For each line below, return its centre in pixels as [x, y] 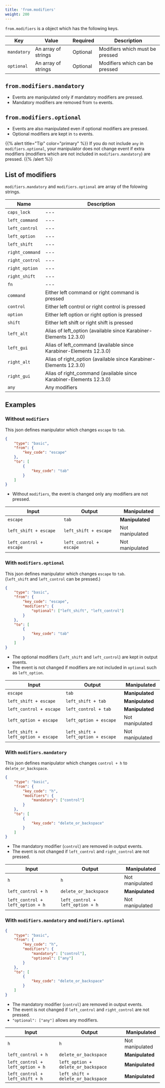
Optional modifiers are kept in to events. [53, 134]
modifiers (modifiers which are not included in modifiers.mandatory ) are [78, 154]
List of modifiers [31, 175]
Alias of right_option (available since [87, 359]
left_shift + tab [86, 701]
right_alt [19, 362]
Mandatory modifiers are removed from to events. [63, 103]
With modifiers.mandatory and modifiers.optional [65, 920]
